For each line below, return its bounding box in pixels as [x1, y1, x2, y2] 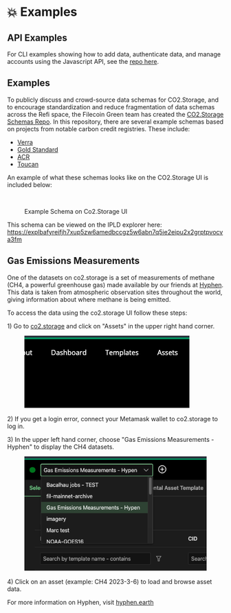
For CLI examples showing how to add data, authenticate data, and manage [7, 50, 221, 58]
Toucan [16, 159, 39, 168]
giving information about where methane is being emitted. [7, 295, 171, 303]
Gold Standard [16, 145, 58, 153]
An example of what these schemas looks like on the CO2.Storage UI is [7, 173, 209, 181]
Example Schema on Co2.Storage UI [24, 207, 128, 215]
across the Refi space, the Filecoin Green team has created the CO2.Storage [7, 110, 224, 118]
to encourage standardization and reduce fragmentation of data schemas [7, 102, 215, 111]
